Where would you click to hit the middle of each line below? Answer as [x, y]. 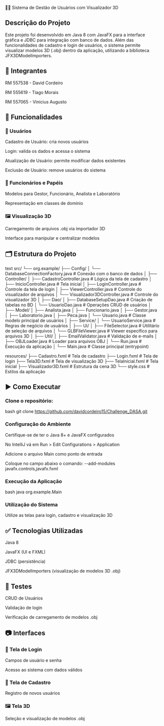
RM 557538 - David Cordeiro [34, 83]
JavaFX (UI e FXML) [25, 552]
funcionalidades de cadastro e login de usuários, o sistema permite [73, 45]
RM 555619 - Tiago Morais [32, 92]
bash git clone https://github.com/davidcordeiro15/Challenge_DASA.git [76, 411]
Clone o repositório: [29, 401]
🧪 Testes [19, 586]
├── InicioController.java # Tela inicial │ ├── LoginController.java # [73, 284]
